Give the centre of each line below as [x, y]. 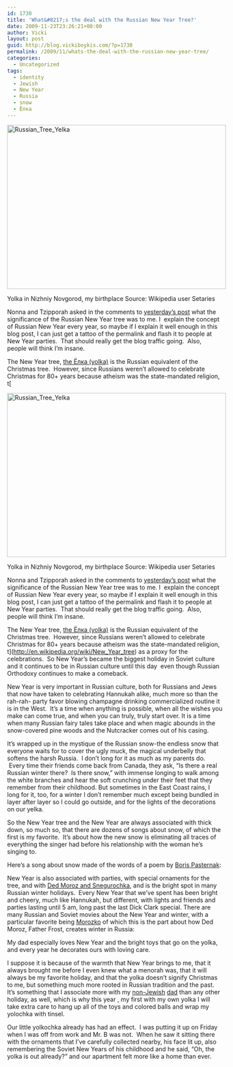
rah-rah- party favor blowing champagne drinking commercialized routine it [113, 701]
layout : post [26, 39]
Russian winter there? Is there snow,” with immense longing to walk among [113, 772]
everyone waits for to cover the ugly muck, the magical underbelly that [107, 750]
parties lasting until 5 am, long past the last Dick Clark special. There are [109, 907]
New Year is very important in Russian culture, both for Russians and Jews [112, 687]
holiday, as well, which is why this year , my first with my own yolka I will [109, 999]
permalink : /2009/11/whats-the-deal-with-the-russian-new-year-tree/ [108, 52]
